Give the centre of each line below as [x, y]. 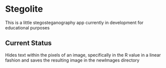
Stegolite [24, 9]
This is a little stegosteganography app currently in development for [74, 23]
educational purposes [28, 27]
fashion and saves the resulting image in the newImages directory [72, 60]
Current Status [28, 43]
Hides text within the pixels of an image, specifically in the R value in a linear [83, 55]
